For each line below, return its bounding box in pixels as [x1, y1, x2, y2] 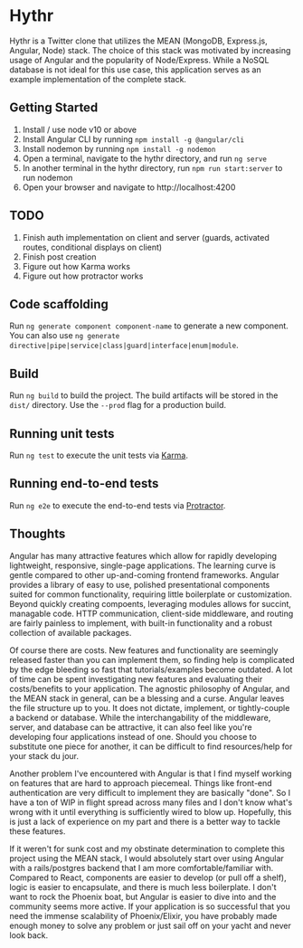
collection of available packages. [9, 627, 132, 638]
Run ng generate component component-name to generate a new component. [9, 320, 289, 331]
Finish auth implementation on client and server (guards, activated [22, 232, 270, 242]
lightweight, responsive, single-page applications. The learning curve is [9, 560, 276, 571]
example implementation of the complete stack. [9, 73, 187, 84]
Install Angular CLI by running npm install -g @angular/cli [22, 133, 245, 145]
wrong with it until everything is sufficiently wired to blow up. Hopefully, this [9, 806, 292, 817]
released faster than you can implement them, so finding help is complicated [9, 654, 295, 665]
